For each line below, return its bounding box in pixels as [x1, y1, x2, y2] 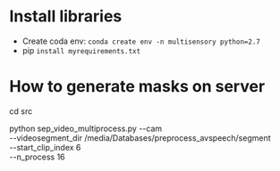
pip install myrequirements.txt [21, 45, 141, 55]
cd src [9, 105, 33, 117]
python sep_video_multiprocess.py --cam [9, 123, 163, 134]
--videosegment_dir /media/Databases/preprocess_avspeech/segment [9, 132, 271, 143]
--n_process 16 [9, 151, 65, 162]
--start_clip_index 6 [9, 142, 81, 152]
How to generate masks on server [9, 77, 266, 97]
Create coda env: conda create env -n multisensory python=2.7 [21, 36, 261, 46]
